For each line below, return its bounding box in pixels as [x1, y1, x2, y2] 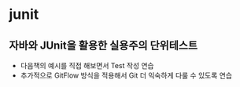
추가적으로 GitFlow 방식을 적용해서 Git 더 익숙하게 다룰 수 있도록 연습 [20, 71, 233, 80]
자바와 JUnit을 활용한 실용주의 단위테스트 [9, 38, 198, 52]
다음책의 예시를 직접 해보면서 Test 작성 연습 [20, 61, 154, 70]
